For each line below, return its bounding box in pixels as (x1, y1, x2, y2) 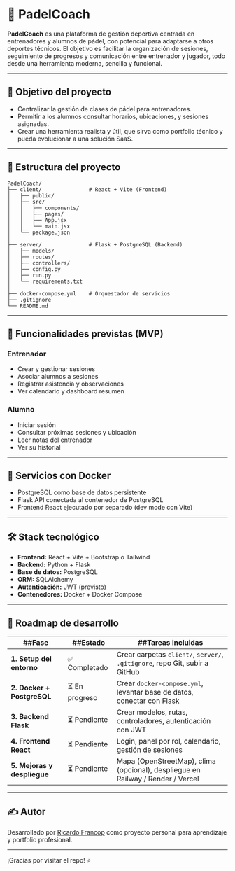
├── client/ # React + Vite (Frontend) (7, 186, 168, 193)
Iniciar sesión (17, 420, 56, 429)
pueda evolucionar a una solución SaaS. (17, 134, 134, 143)
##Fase (23, 637, 49, 647)
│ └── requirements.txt (7, 278, 83, 285)
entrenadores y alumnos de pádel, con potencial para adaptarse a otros (7, 36, 214, 45)
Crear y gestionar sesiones (17, 365, 96, 373)
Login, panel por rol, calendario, (116, 736, 221, 746)
